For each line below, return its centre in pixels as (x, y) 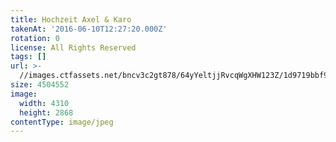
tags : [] (28, 57)
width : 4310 (44, 103)
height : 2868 (46, 112)
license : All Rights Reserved (73, 47)
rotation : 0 (35, 38)
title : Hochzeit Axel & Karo (71, 19)
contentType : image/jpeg (62, 122)
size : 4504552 (40, 85)
